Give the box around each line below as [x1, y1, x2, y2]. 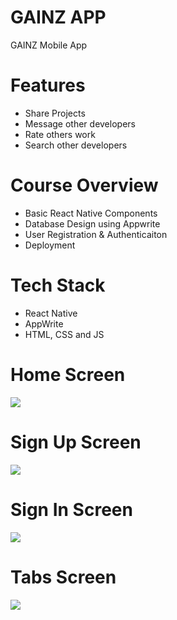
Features [10, 74, 86, 97]
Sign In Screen [10, 498, 133, 521]
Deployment [24, 239, 76, 251]
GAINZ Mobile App [10, 39, 88, 51]
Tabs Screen [10, 566, 117, 588]
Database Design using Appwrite [24, 217, 161, 230]
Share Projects [24, 107, 86, 119]
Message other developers [24, 117, 136, 130]
